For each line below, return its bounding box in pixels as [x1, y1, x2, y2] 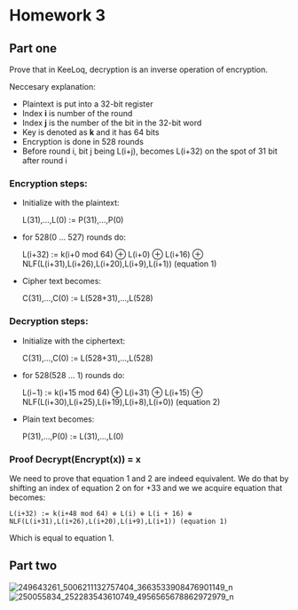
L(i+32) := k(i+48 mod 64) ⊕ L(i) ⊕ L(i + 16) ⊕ [9, 509, 192, 518]
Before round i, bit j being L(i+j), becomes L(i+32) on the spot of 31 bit [21, 146, 278, 156]
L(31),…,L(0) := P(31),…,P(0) [21, 215, 124, 226]
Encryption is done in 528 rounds [21, 137, 145, 147]
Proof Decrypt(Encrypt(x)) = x [9, 453, 142, 465]
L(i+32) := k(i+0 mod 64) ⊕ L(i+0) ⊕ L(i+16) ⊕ [21, 250, 204, 260]
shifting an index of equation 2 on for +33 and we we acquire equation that [9, 482, 283, 493]
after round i [21, 155, 68, 165]
